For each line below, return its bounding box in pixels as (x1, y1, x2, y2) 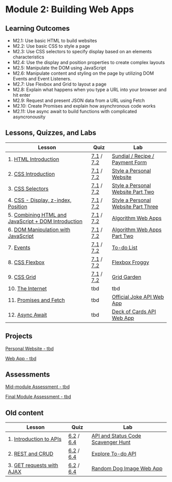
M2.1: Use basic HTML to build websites (12, 37, 97, 44)
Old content (5, 408, 44, 417)
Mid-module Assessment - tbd (5, 384, 70, 390)
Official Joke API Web (112, 293, 164, 300)
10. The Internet (8, 285, 47, 292)
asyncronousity (12, 114, 46, 120)
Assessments (5, 370, 50, 379)
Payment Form (112, 159, 147, 166)
